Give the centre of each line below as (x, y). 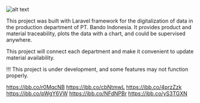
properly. (17, 76)
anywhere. (19, 40)
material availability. (30, 58)
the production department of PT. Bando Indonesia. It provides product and (99, 27)
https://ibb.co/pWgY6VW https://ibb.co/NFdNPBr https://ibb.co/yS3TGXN (97, 93)
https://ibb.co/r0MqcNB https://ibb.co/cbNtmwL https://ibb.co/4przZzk (94, 87)
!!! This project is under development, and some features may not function (97, 69)
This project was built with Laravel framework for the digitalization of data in (100, 21)
